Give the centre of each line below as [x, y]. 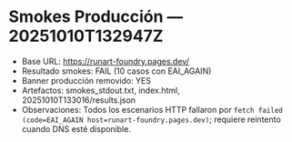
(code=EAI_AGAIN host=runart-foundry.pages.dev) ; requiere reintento [151, 119]
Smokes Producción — [96, 17]
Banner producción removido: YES [86, 80]
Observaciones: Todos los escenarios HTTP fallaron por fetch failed [152, 109]
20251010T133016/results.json [79, 100]
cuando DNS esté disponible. [76, 128]
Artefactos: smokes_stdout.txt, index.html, [101, 90]
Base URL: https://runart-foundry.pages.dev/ [106, 61]
